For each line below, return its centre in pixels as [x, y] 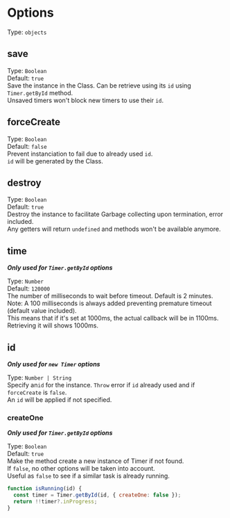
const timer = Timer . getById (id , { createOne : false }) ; [97, 495]
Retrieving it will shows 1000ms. [53, 325]
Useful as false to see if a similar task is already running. [88, 476]
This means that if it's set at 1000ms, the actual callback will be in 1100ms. [113, 318]
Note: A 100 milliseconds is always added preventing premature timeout [110, 303]
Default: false [27, 146]
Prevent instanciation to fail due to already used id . [80, 154]
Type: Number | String [39, 378]
